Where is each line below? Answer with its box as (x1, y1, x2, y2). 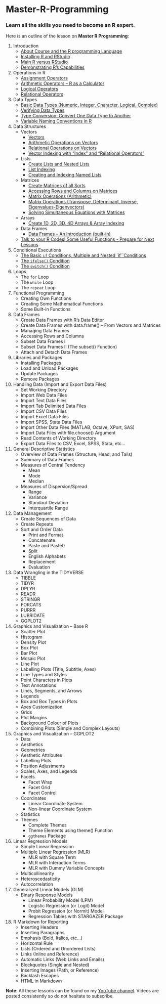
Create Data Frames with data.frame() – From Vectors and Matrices (20, 322, 161, 328)
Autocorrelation (20, 881, 54, 887)
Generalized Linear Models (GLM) (13, 887, 84, 893)
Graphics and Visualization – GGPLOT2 (13, 731, 95, 737)
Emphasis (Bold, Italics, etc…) (20, 935, 83, 941)
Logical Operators (20, 86, 59, 92)
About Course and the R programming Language (20, 48, 122, 54)
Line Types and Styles (20, 672, 67, 678)
